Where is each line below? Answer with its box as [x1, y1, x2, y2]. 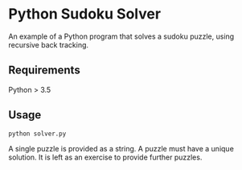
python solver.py [8, 130, 67, 138]
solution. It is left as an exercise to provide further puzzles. [8, 152, 203, 162]
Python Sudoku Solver [8, 5, 162, 23]
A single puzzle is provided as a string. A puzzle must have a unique [8, 143, 235, 153]
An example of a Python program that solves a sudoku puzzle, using [8, 31, 235, 41]
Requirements [8, 64, 80, 77]
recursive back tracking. [8, 39, 89, 49]
